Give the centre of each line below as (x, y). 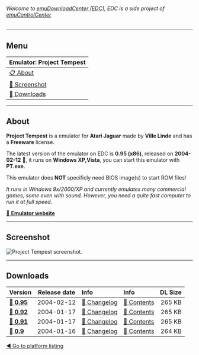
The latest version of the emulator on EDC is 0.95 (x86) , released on (90, 153)
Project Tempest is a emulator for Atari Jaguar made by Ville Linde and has (99, 136)
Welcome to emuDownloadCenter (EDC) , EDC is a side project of (85, 8)
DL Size (171, 292)
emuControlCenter (29, 14)
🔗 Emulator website (31, 213)
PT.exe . (16, 166)
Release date (57, 292)
